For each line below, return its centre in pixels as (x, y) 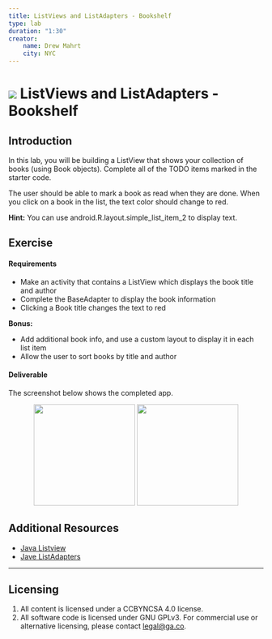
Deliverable (28, 375)
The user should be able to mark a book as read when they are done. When (134, 193)
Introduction (40, 141)
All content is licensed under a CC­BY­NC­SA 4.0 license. (112, 609)
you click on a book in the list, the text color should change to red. (119, 202)
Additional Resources (64, 528)
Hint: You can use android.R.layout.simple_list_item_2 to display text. (123, 217)
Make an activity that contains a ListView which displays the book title (136, 281)
